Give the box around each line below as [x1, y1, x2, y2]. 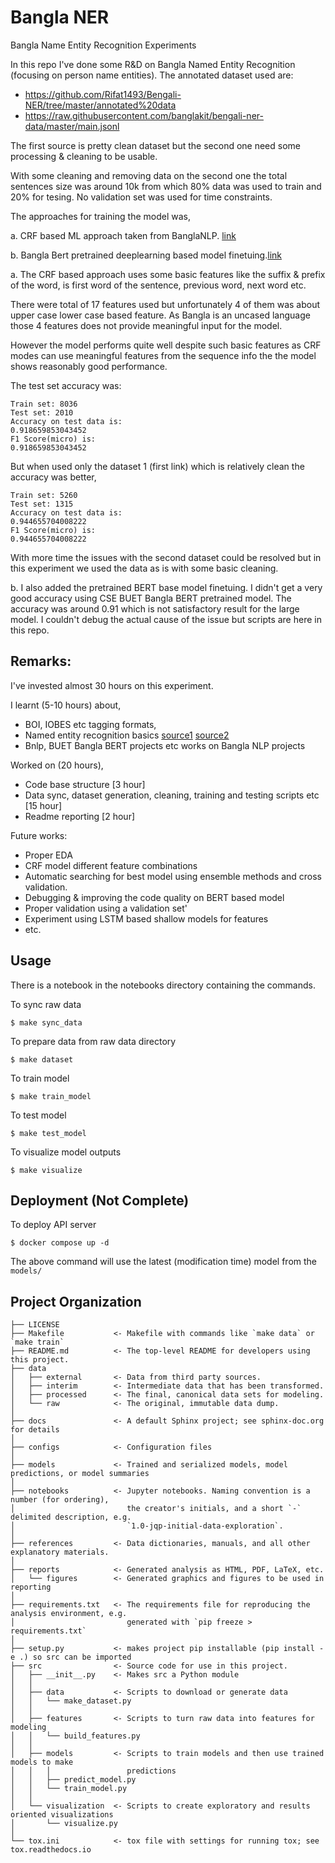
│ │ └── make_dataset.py [10, 1696, 132, 1706]
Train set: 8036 [10, 399, 78, 409]
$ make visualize [10, 1165, 83, 1175]
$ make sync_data [10, 1017, 83, 1028]
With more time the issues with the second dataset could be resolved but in [10, 551, 322, 563]
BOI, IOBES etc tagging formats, [24, 718, 157, 730]
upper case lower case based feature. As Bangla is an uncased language [10, 309, 311, 321]
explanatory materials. [10, 1547, 110, 1558]
